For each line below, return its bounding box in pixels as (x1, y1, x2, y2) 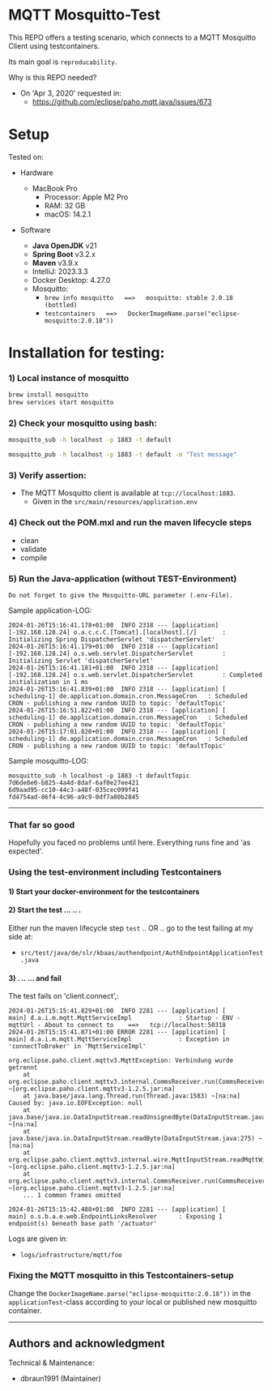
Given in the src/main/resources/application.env (32, 497, 198, 507)
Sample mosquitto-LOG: (8, 756, 89, 766)
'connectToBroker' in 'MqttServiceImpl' (8, 1042, 147, 1051)
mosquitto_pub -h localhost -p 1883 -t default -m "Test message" (8, 451, 237, 459)
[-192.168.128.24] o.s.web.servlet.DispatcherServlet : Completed (8, 671, 263, 679)
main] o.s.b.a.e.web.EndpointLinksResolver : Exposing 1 (8, 1213, 223, 1221)
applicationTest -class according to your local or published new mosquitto (8, 1297, 257, 1307)
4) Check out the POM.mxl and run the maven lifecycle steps (8, 517, 253, 529)
